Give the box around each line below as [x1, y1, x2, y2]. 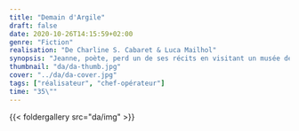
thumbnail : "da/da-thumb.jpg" [9, 63, 122, 72]
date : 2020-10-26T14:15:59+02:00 [9, 29, 133, 38]
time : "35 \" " [9, 87, 58, 96]
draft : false [9, 21, 58, 30]
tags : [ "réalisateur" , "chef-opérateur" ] [9, 79, 166, 88]
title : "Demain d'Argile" [9, 12, 105, 22]
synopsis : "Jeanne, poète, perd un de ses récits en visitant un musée [9, 54, 280, 63]
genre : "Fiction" [9, 37, 74, 47]
